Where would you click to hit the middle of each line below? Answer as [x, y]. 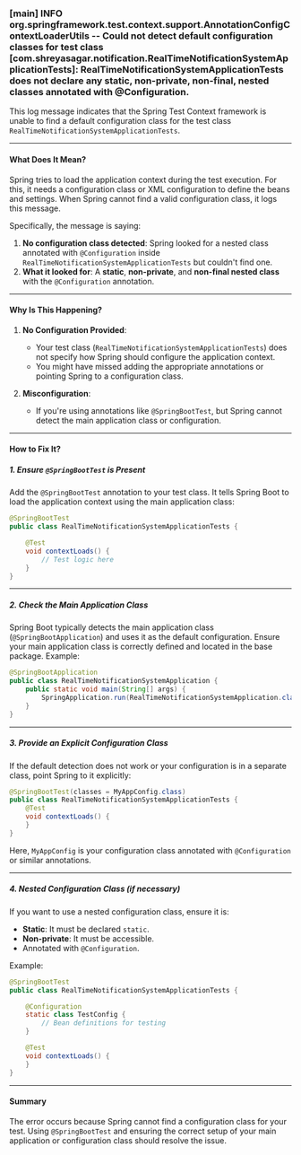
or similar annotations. [50, 860]
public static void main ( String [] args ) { [106, 689]
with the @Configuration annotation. [88, 281]
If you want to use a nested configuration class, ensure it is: [120, 911]
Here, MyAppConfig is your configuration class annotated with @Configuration [150, 850]
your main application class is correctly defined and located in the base [141, 647]
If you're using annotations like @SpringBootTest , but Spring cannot [159, 410]
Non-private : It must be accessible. [88, 938]
